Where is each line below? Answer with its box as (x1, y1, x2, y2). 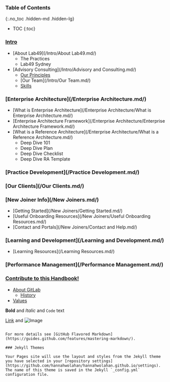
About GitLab (12, 286, 41, 293)
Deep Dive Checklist (20, 150, 63, 156)
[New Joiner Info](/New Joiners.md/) (5, 196, 99, 203)
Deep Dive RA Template (20, 155, 70, 162)
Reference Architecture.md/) (12, 134, 73, 140)
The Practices (20, 55, 50, 61)
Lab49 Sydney (20, 61, 51, 67)
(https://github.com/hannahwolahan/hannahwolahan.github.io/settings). (5, 363, 161, 368)
